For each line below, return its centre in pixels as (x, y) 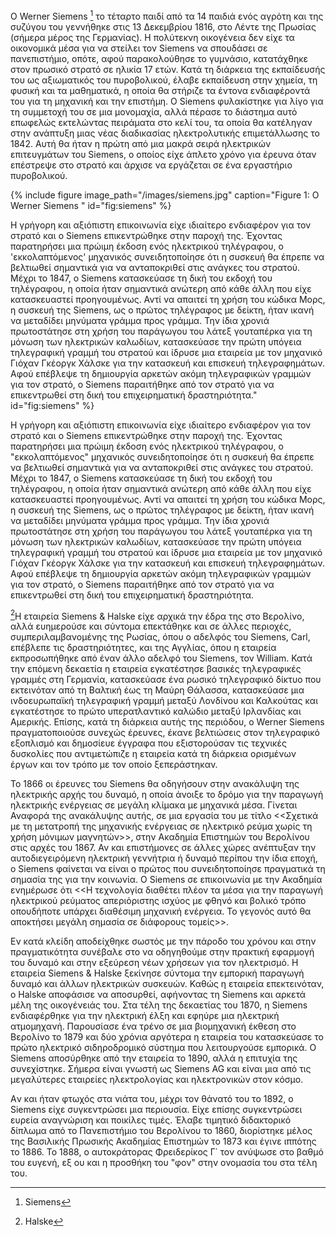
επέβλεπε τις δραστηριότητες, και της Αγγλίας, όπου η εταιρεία (143, 648)
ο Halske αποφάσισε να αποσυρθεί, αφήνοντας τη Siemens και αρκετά (158, 995)
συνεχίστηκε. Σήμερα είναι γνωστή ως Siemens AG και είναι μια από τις (161, 1069)
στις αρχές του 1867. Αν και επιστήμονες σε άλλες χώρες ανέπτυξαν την (163, 848)
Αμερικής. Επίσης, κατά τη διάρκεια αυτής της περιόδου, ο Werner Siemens (167, 722)
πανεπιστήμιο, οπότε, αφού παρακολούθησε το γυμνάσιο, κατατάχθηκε (159, 58)
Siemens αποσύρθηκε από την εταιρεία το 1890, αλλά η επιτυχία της (154, 1058)
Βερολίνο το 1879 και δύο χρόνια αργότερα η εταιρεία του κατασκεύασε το (167, 1037)
